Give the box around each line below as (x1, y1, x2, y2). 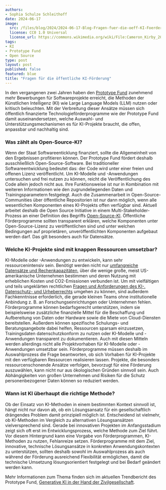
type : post (5, 58, 28, 63)
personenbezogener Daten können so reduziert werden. (5, 378, 120, 384)
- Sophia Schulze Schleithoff (5, 12, 68, 17)
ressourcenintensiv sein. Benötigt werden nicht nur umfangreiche (5, 263, 138, 268)
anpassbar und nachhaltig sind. (5, 126, 69, 132)
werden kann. (5, 464, 33, 470)
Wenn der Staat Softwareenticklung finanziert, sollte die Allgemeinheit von (5, 150, 157, 156)
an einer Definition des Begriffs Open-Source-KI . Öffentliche (22, 213, 146, 219)
